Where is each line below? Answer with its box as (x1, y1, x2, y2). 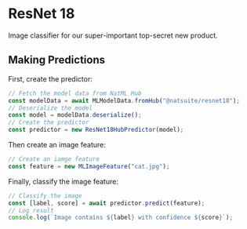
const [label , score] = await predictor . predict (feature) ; (8, 199, 205, 207)
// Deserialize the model (8, 104, 93, 112)
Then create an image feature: (8, 140, 106, 149)
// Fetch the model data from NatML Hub (8, 89, 143, 97)
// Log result (8, 206, 55, 214)
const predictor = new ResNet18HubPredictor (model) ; (8, 126, 184, 134)
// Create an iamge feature (8, 155, 100, 163)
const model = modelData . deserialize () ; (8, 111, 143, 119)
